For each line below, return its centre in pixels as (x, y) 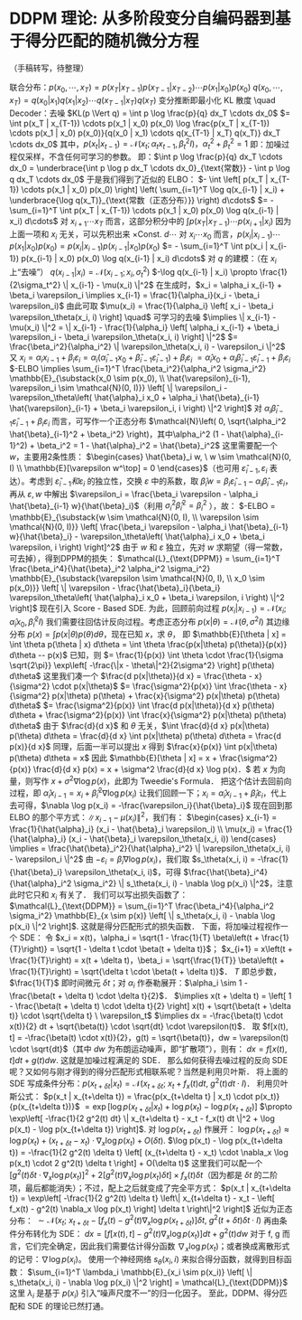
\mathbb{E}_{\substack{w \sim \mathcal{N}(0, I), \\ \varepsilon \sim (134, 517)
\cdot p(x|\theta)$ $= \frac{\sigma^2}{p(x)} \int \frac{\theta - (165, 686)
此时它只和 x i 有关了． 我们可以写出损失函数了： (99, 896)
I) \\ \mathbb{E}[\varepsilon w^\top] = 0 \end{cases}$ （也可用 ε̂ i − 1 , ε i (138, 469)
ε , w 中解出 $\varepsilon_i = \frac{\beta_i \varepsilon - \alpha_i (142, 494)
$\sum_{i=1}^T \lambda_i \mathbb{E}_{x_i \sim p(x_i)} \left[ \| (139, 1272)
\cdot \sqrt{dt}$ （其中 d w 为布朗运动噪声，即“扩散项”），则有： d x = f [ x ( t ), (148, 1049)
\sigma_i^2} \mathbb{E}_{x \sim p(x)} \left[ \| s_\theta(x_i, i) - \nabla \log (142, 916)
